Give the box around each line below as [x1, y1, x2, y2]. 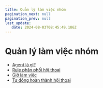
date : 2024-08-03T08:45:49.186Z [11, 25, 77, 30]
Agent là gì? [12, 62, 36, 68]
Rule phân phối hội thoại [12, 67, 60, 73]
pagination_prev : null [5, 16, 51, 21]
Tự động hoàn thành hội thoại [12, 77, 71, 83]
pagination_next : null [5, 12, 51, 16]
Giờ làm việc [12, 72, 37, 78]
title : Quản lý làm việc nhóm [5, 7, 66, 12]
